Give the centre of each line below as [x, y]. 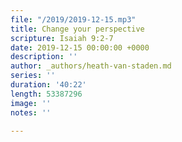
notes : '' [31, 112]
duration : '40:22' [48, 85]
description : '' [44, 57]
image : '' [31, 103]
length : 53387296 [46, 94]
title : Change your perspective [77, 29]
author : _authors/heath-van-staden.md [91, 66]
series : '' [33, 76]
